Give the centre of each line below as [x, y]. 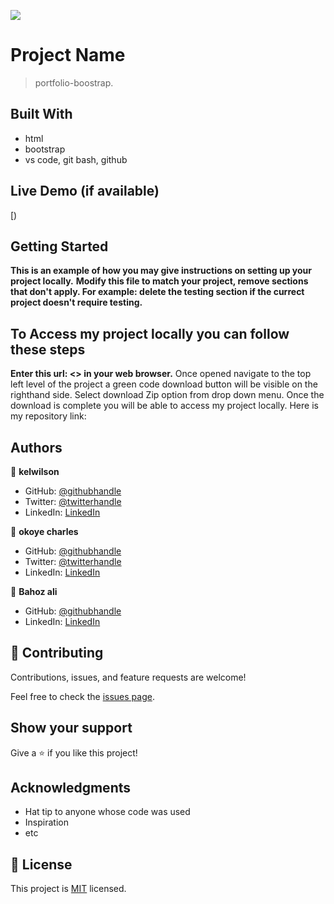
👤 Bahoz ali [34, 591]
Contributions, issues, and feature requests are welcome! [128, 677]
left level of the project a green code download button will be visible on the [164, 384]
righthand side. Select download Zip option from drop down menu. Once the [167, 395]
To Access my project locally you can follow [150, 333]
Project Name [68, 55]
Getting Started [59, 246]
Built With [41, 114]
